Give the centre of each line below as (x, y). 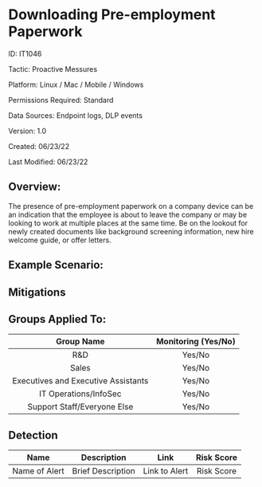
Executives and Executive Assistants (80, 381)
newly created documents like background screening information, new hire (131, 231)
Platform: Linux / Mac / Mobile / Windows (76, 84)
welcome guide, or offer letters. (60, 240)
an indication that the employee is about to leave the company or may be (128, 214)
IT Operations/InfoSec (80, 394)
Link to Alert (166, 471)
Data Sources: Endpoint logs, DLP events (76, 115)
